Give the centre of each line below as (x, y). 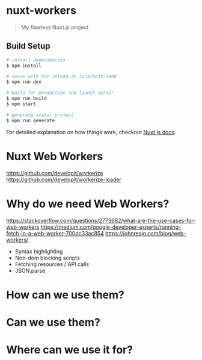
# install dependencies (36, 60)
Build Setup (28, 46)
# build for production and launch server (60, 93)
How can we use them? (66, 295)
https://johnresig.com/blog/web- (145, 233)
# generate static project (40, 115)
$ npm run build (26, 99)
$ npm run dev (24, 82)
